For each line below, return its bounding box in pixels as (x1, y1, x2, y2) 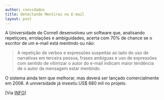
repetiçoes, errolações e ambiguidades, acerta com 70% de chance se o (5, 35, 152, 41)
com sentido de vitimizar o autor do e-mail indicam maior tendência (17, 60, 154, 67)
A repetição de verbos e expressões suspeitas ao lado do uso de (17, 50, 149, 56)
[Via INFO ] (5, 90, 27, 96)
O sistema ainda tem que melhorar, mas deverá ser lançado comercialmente (5, 75, 159, 81)
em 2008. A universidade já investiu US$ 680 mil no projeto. (5, 80, 127, 86)
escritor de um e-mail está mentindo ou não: (5, 40, 95, 46)
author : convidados (5, 7, 45, 12)
